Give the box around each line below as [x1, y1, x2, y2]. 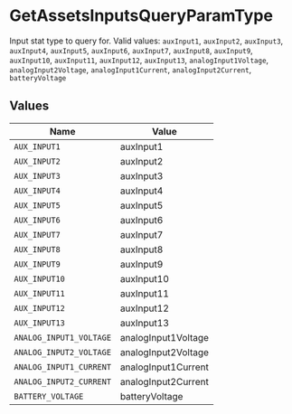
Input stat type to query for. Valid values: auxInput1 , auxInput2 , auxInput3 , [9, 35, 284, 46]
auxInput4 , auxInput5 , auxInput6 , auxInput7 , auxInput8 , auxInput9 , [9, 44, 253, 55]
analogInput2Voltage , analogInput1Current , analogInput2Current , [9, 64, 252, 75]
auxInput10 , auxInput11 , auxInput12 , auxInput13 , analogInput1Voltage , [9, 54, 269, 65]
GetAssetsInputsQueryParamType [9, 5, 274, 26]
